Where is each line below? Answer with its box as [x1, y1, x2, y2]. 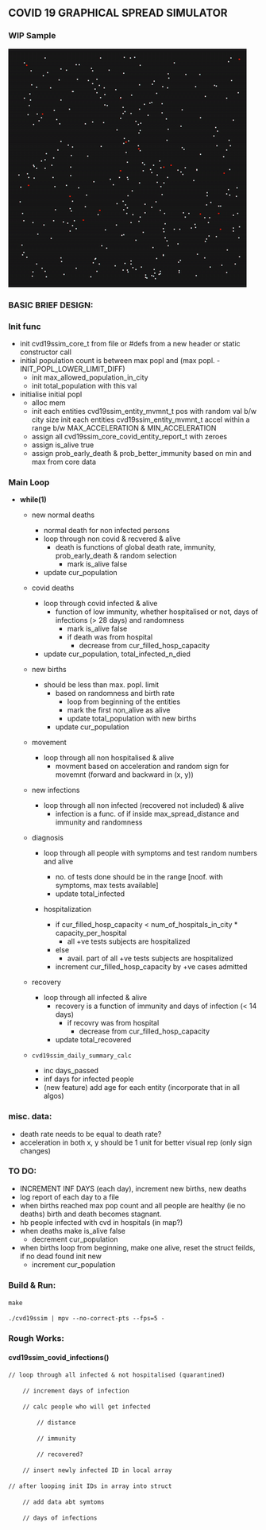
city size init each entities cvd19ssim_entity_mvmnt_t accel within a [31, 415, 250, 424]
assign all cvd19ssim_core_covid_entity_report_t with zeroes [31, 431, 228, 441]
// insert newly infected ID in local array [22, 1466, 172, 1474]
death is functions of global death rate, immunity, [55, 543, 217, 552]
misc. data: [8, 1111, 52, 1122]
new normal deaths [31, 510, 95, 520]
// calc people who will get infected [22, 1403, 151, 1411]
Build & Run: [8, 1279, 56, 1290]
